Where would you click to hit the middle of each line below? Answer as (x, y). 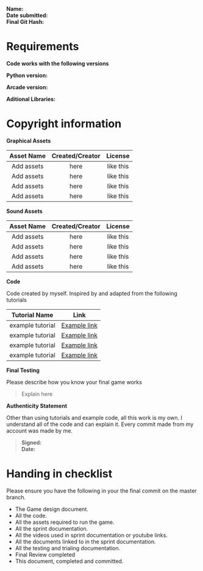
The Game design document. (52, 509)
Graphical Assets (29, 141)
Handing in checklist (59, 474)
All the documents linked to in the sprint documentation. (85, 542)
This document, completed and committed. (69, 561)
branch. (16, 497)
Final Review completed (45, 554)
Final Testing (23, 370)
